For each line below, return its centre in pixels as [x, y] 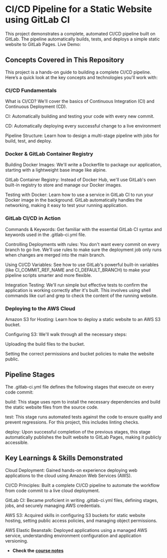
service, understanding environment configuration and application [73, 535]
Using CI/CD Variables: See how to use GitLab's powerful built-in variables [82, 264]
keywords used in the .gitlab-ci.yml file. [46, 234]
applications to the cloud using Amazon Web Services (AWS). [68, 475]
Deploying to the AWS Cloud [40, 308]
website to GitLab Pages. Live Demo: [43, 44]
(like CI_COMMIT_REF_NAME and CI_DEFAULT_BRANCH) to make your [78, 270]
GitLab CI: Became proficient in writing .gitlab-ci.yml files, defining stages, [82, 500]
